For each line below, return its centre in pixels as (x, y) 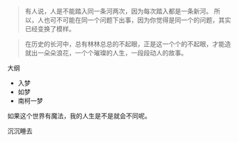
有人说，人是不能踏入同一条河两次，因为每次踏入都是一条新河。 (118, 11)
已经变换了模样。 (50, 29)
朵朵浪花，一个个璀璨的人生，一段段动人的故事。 (115, 53)
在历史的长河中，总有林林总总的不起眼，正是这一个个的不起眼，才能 (125, 44)
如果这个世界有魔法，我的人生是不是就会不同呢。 (79, 116)
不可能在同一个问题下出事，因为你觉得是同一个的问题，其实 (144, 20)
